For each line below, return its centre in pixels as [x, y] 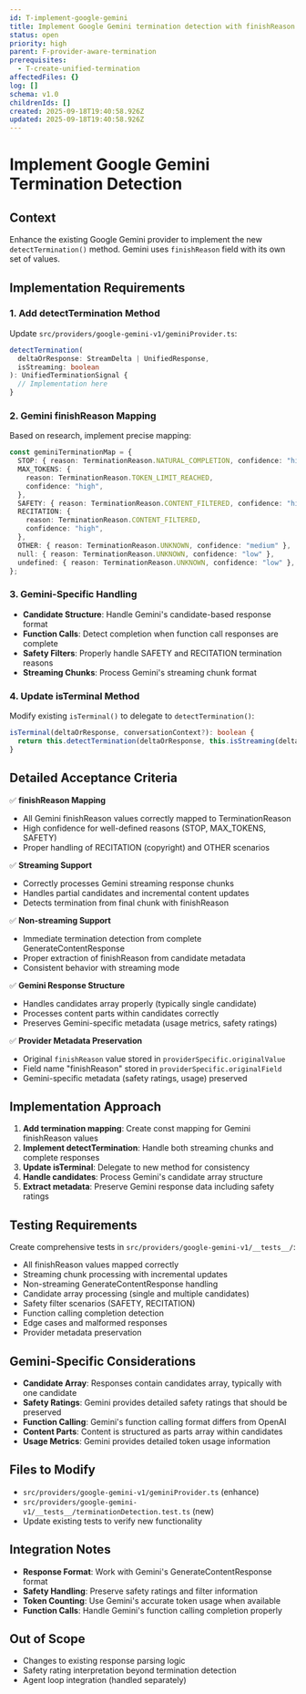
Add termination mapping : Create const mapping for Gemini [137, 1129]
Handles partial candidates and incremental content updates [136, 893]
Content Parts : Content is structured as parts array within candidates [153, 1431]
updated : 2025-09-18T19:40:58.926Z [77, 119]
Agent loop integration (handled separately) [104, 1680]
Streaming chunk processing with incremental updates [125, 1275]
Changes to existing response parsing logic [104, 1661]
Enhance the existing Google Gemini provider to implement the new [136, 240]
